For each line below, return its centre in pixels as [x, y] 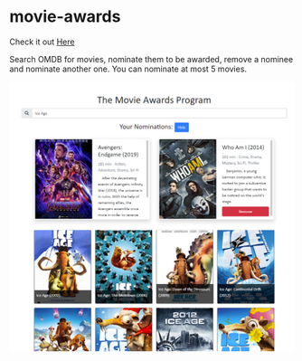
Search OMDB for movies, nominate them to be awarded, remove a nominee [151, 59]
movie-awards [65, 17]
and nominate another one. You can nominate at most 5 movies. [128, 69]
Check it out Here [42, 42]
